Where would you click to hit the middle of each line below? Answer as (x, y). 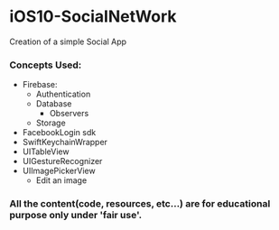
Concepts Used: (46, 65)
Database (54, 104)
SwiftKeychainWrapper (65, 143)
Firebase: (40, 85)
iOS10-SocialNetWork (93, 17)
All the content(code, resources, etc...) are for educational (140, 204)
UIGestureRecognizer (62, 161)
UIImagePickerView (59, 171)
